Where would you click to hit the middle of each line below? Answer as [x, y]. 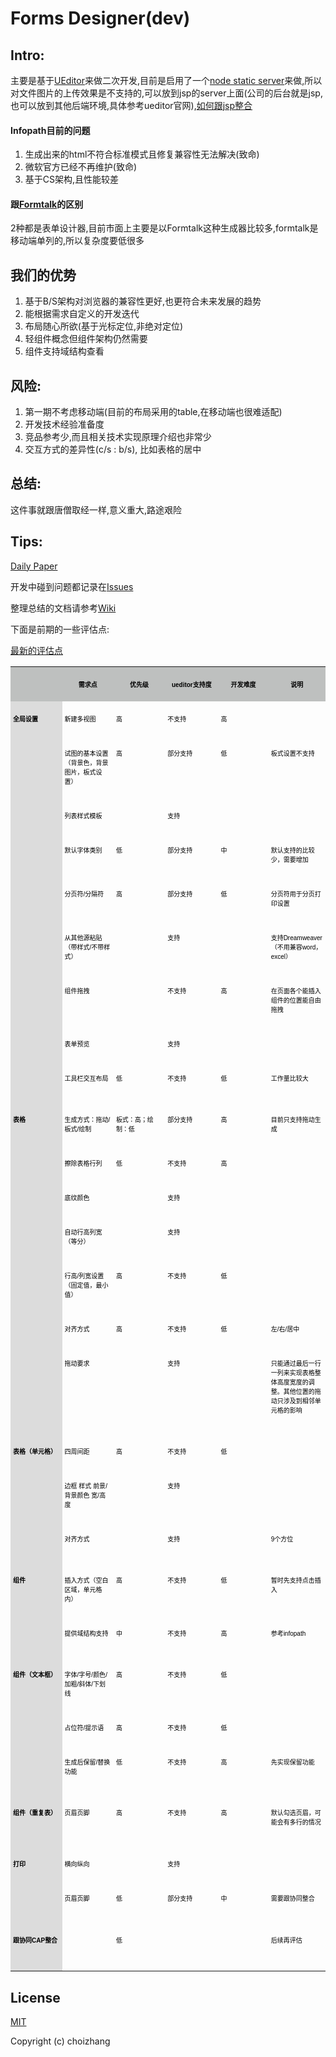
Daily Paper [34, 566]
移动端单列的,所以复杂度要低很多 [77, 241]
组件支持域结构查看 [64, 351]
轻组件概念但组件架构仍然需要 [86, 339]
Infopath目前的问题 [50, 130]
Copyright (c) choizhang [60, 2041]
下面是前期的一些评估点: [60, 629]
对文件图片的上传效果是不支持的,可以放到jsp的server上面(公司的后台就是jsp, [166, 93]
